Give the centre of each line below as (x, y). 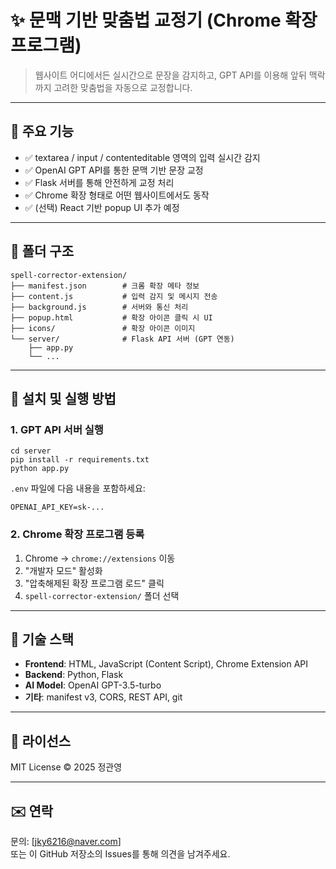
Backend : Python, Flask (74, 675)
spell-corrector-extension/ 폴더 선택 (102, 595)
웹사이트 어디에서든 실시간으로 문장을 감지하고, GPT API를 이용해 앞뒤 (170, 75)
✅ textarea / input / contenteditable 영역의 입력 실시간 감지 (142, 157)
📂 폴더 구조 (42, 251)
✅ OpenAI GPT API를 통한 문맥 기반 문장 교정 (114, 170)
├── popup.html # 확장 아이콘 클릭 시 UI (111, 317)
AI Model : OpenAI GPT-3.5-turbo (93, 685)
